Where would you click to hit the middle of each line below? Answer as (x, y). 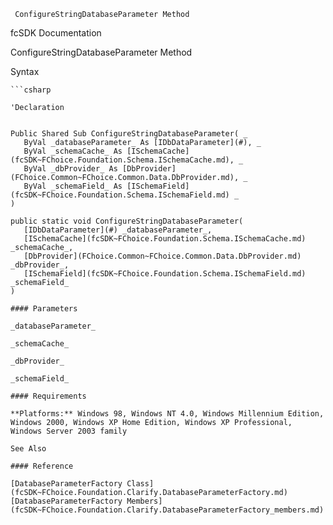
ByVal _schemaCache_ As (73, 151)
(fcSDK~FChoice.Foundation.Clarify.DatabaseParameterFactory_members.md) (167, 510)
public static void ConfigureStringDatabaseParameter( (127, 221)
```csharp (31, 90)
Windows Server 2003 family (69, 431)
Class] (140, 484)
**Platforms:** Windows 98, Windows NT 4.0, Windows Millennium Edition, (167, 414)
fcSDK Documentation (56, 33)
